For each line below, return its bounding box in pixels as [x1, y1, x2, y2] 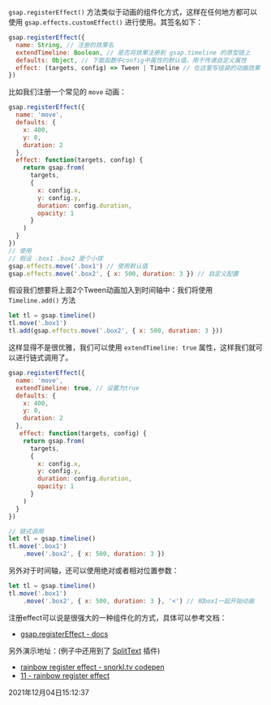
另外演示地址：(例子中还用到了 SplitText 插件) [8, 646, 161, 655]
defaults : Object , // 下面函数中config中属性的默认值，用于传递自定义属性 [15, 56, 247, 64]
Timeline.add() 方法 [8, 295, 76, 305]
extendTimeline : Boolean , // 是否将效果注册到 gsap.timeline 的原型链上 [15, 48, 251, 57]
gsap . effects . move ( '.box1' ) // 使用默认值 [8, 262, 148, 270]
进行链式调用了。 [15, 353, 73, 362]
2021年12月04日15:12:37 [8, 687, 89, 697]
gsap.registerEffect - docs [19, 629, 109, 638]
